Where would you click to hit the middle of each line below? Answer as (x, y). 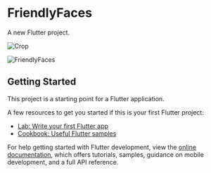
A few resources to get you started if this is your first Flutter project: (105, 112)
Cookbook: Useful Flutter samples (67, 133)
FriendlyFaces (50, 13)
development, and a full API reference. (63, 162)
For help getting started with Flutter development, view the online (102, 147)
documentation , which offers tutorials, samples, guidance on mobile (105, 154)
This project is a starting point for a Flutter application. (86, 98)
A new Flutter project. (39, 32)
